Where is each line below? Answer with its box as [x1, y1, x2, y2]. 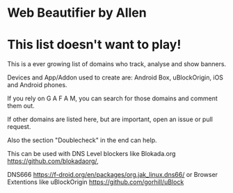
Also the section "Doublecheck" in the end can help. [7, 136, 157, 144]
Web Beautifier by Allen [7, 5, 147, 21]
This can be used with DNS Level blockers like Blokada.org [7, 150, 176, 158]
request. [7, 123, 31, 131]
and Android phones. [7, 81, 67, 89]
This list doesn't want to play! [7, 37, 182, 53]
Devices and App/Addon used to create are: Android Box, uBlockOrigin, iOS [7, 73, 224, 82]
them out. [7, 102, 35, 110]
